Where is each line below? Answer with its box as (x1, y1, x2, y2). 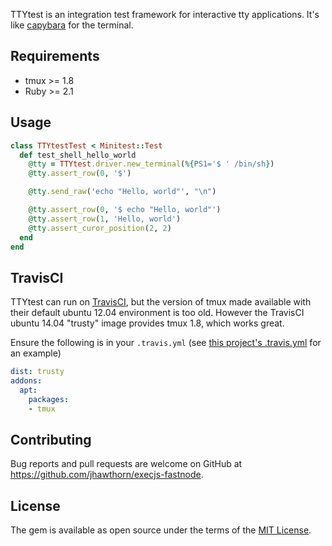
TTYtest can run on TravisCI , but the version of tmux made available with (10, 296, 312, 308)
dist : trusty (10, 367, 65, 377)
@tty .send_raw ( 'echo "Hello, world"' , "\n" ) (28, 187, 217, 197)
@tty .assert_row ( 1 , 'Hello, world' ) (28, 214, 182, 224)
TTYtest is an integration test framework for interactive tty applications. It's (10, 9, 320, 20)
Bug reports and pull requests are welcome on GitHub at (10, 458, 243, 470)
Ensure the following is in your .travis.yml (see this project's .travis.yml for (10, 337, 322, 349)
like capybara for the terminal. (10, 19, 134, 31)
